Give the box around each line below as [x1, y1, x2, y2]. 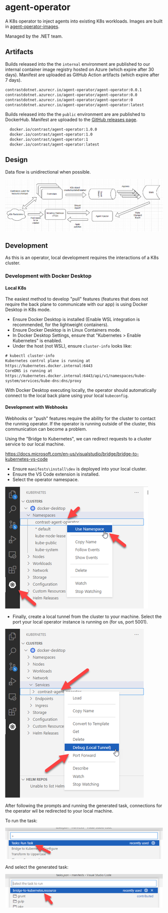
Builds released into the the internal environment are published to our [5, 61, 150, 67]
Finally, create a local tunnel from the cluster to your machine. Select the [12, 614, 162, 620]
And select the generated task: [5, 864, 69, 870]
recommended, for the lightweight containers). [12, 322, 109, 328]
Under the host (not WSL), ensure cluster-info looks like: [12, 343, 132, 349]
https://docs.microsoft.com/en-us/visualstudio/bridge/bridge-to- [5, 450, 139, 456]
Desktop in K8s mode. [5, 307, 51, 313]
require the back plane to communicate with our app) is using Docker [5, 301, 148, 308]
